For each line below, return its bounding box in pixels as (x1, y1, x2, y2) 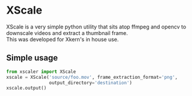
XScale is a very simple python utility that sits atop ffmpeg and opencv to (6, 23, 187, 30)
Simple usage (6, 53, 58, 63)
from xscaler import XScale (6, 69, 77, 75)
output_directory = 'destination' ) (48, 79, 133, 86)
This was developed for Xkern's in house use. (6, 36, 119, 43)
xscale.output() (6, 85, 47, 91)
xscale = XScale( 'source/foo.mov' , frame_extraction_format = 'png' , (6, 74, 178, 80)
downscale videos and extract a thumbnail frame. (6, 29, 129, 36)
